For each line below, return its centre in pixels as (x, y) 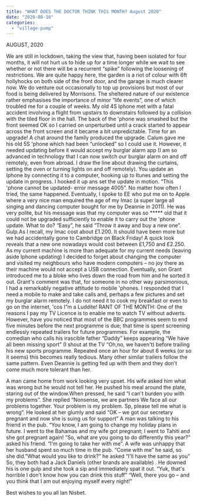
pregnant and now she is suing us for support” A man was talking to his (93, 419)
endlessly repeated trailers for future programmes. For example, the (88, 332)
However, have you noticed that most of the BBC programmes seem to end (97, 320)
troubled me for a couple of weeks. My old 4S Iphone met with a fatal (90, 106)
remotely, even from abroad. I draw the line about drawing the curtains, (92, 163)
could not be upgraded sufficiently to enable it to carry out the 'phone (91, 219)
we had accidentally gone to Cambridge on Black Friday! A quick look (90, 238)
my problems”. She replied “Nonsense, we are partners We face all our (92, 400)
